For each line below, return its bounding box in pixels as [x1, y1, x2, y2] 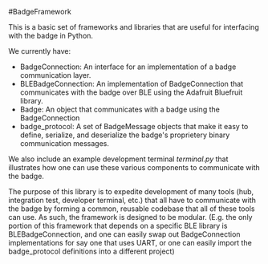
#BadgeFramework [8, 7, 72, 16]
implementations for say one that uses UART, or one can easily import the [8, 238, 253, 247]
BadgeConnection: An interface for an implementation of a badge [19, 62, 237, 71]
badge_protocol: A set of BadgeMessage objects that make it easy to [19, 122, 249, 131]
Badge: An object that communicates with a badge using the [19, 104, 221, 114]
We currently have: [8, 47, 71, 55]
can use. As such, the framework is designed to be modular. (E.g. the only [8, 213, 253, 221]
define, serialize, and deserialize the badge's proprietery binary [19, 130, 230, 140]
